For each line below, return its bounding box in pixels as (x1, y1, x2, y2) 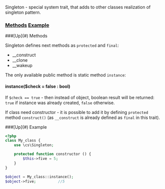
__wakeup (12, 63, 33, 69)
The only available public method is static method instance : (5, 72, 126, 78)
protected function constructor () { (14, 151, 92, 157)
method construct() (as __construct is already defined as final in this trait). (5, 114, 160, 120)
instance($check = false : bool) (5, 83, 70, 89)
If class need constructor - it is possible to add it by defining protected (5, 109, 149, 115)
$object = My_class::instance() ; (5, 174, 74, 179)
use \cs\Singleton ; (14, 143, 54, 148)
